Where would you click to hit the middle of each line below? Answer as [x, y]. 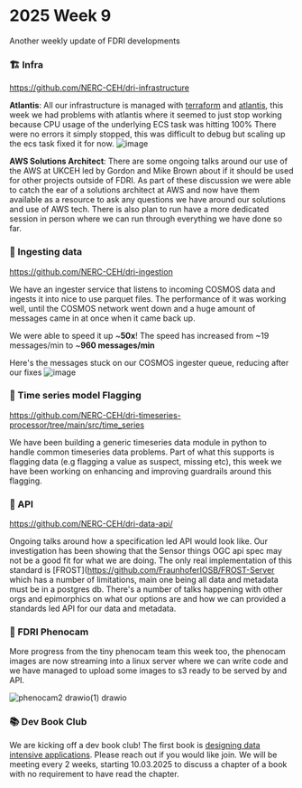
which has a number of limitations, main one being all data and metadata [144, 580]
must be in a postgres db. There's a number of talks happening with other [146, 589]
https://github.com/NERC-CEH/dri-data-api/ [91, 524]
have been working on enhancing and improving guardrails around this [141, 471]
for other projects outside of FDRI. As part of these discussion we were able [150, 181]
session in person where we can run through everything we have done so [146, 219]
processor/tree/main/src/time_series [77, 425]
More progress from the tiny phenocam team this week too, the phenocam [147, 652]
